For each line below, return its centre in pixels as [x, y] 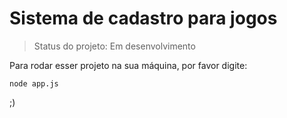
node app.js [34, 83]
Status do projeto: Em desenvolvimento [114, 46]
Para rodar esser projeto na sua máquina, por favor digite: [128, 65]
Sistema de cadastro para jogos [143, 18]
